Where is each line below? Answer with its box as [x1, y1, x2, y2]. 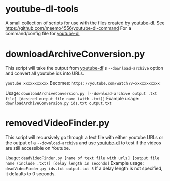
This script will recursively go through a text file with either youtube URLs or [5, 134, 163, 140]
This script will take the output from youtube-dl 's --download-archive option [5, 65, 163, 71]
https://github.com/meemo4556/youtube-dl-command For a [5, 25, 132, 31]
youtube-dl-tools [5, 3, 79, 15]
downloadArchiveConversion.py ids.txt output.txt [5, 101, 112, 106]
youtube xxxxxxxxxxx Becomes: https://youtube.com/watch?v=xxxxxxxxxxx [5, 80, 160, 86]
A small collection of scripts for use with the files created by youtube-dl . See [5, 20, 165, 26]
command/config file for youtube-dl [5, 30, 80, 36]
